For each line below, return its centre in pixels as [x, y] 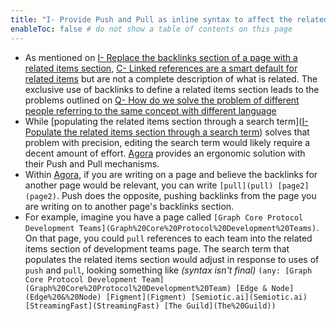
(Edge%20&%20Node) [63, 297]
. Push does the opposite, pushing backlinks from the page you [186, 195]
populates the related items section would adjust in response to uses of [172, 259]
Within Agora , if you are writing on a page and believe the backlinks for [171, 174]
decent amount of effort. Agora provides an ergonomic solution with [165, 153]
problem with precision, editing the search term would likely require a [167, 142]
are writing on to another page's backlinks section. [129, 206]
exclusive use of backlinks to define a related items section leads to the [172, 89]
